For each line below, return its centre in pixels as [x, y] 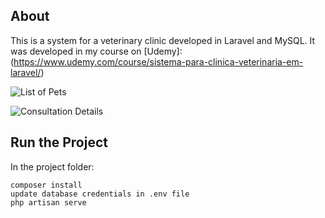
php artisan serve [48, 202]
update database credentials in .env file [100, 194]
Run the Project [59, 142]
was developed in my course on [76, 51]
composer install [46, 185]
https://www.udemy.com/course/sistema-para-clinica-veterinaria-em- [158, 61]
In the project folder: [52, 166]
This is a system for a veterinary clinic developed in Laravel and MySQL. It [163, 40]
